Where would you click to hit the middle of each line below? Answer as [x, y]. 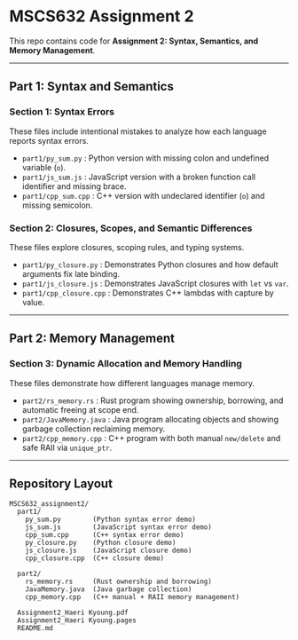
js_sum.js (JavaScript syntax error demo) [119, 527]
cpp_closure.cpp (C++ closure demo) [95, 558]
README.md [35, 628]
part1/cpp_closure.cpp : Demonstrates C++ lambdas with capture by [148, 292]
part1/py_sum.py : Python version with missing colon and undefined [145, 158]
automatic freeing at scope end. [80, 409]
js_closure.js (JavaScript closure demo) [109, 551]
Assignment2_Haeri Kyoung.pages [77, 620]
